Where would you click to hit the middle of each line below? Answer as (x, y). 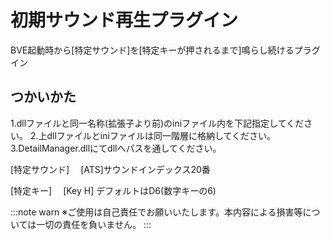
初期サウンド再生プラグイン (124, 20)
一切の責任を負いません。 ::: (94, 224)
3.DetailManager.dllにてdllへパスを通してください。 (116, 148)
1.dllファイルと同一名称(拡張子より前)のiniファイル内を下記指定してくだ (157, 123)
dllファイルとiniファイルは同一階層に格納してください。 (161, 135)
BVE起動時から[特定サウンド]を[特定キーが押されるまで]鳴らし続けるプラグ (165, 50)
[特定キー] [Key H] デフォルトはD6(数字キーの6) (113, 190)
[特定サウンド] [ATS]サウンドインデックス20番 (110, 169)
